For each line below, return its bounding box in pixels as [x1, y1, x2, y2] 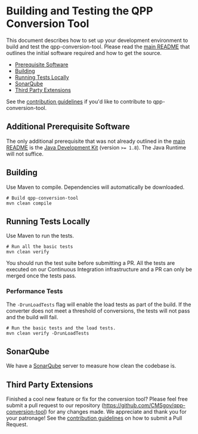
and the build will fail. [6, 313, 58, 320]
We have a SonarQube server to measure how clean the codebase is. [6, 362, 177, 369]
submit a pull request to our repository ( [6, 402, 104, 409]
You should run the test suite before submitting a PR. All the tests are [6, 259, 175, 267]
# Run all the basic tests [6, 244, 73, 250]
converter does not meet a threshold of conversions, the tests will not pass [6, 307, 190, 314]
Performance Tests [6, 287, 63, 295]
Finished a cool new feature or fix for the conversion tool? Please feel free [6, 396, 188, 403]
